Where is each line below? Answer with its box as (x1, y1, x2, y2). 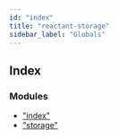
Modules (9, 90, 49, 102)
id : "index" (9, 13, 54, 22)
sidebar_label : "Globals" (9, 30, 105, 39)
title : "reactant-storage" (9, 22, 110, 30)
